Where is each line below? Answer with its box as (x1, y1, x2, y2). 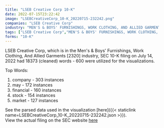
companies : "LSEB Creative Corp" (5, 20, 73, 26)
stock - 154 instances (12, 92, 56, 98)
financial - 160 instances (12, 87, 62, 93)
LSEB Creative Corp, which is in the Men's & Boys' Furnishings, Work (5, 47, 144, 54)
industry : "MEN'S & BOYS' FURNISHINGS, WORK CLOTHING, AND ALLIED (5, 25, 143, 30)
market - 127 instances (12, 97, 59, 103)
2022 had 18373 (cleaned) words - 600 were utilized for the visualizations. (5, 58, 155, 64)
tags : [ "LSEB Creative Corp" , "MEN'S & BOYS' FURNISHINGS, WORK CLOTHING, (5, 30, 159, 35)
